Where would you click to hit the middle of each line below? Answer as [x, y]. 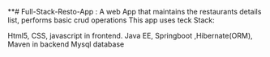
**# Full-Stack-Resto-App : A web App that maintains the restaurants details [135, 12]
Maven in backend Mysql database [66, 44]
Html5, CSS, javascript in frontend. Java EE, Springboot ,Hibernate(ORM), [130, 36]
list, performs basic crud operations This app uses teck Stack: [111, 20]
